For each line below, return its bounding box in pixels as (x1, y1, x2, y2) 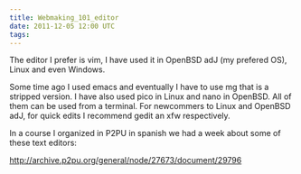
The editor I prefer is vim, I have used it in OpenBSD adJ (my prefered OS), (9, 55, 287, 66)
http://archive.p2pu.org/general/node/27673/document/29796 (9, 155, 242, 166)
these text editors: (9, 137, 77, 149)
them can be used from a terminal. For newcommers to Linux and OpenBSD (9, 101, 291, 112)
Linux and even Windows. (9, 64, 106, 75)
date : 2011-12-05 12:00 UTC (9, 22, 116, 31)
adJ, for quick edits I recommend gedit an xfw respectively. (9, 110, 230, 122)
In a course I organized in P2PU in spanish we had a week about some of (9, 128, 282, 139)
